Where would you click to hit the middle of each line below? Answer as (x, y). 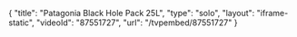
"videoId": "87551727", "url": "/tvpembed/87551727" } (137, 23)
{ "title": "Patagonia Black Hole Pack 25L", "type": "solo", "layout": (132, 13)
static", (22, 23)
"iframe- (272, 13)
